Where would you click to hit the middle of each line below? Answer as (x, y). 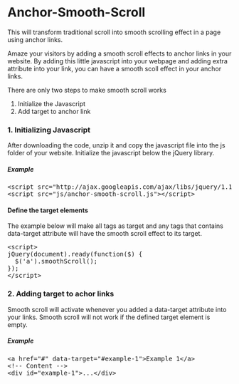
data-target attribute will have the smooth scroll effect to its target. (105, 234)
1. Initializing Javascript (49, 130)
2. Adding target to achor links (61, 294)
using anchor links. (35, 39)
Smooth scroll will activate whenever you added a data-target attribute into (117, 309)
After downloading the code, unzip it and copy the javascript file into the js (116, 145)
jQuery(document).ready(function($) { (75, 254)
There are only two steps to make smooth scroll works (87, 90)
